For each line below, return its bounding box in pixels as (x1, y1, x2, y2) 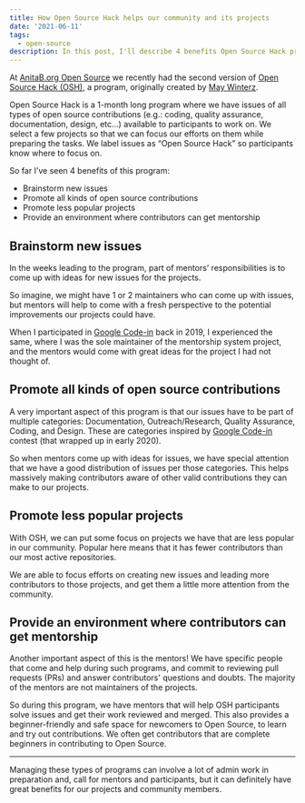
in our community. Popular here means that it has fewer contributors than (9, 542, 283, 553)
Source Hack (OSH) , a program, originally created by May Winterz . (9, 82, 259, 93)
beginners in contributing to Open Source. (9, 738, 167, 749)
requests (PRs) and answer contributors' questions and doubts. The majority (9, 672, 296, 683)
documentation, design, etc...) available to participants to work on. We (9, 119, 272, 130)
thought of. (9, 356, 51, 366)
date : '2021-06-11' (9, 22, 84, 31)
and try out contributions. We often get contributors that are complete (9, 728, 271, 739)
